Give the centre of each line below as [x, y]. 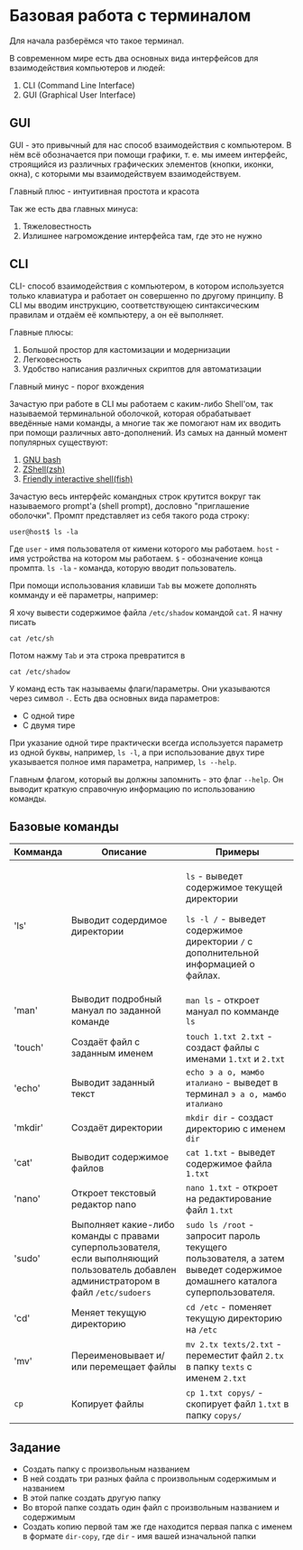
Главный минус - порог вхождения [77, 386]
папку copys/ [214, 1416]
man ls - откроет [223, 1001]
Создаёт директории [117, 1128]
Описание [124, 852]
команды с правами [115, 1236]
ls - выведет [215, 876]
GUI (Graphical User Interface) [79, 95]
